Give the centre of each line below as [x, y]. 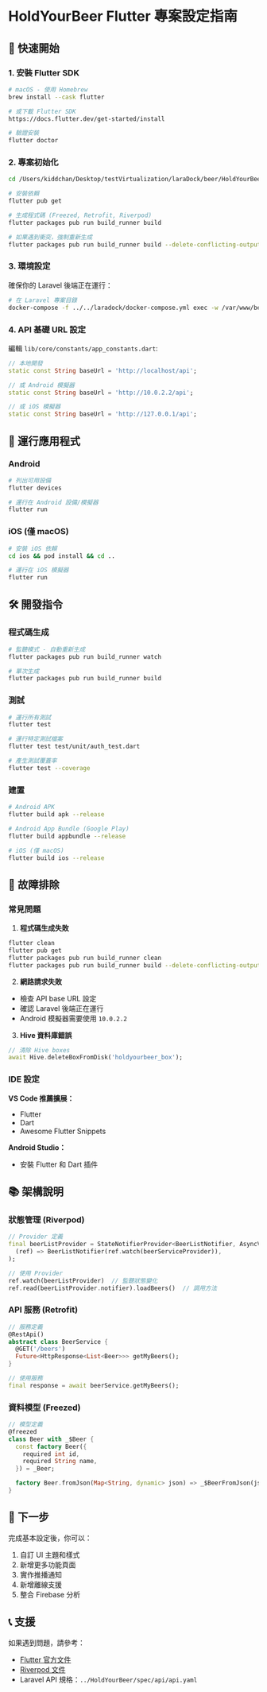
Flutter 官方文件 [45, 1659]
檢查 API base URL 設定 [58, 998]
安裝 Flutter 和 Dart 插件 [58, 1164]
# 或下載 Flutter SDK [42, 111]
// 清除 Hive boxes [39, 1050]
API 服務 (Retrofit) [43, 1310]
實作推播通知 [41, 1574]
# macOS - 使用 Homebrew [48, 89]
